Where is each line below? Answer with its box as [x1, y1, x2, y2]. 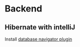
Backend [5, 3, 42, 14]
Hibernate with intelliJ [5, 23, 75, 31]
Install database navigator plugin [5, 36, 72, 42]
